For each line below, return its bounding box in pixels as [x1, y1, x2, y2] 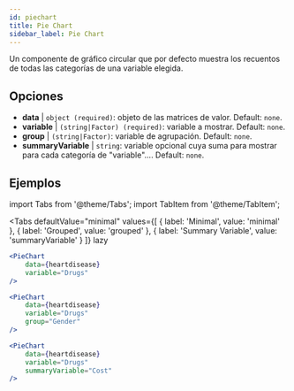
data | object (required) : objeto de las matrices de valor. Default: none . [21, 112, 283, 123]
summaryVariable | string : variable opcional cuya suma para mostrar [21, 141, 278, 151]
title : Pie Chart [9, 21, 73, 30]
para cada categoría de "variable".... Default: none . [21, 149, 205, 160]
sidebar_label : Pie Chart [9, 29, 104, 38]
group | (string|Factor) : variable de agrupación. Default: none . [21, 131, 253, 142]
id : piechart [9, 12, 57, 22]
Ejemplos [9, 175, 62, 190]
